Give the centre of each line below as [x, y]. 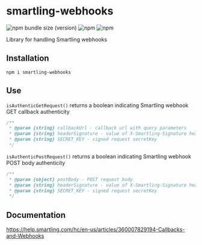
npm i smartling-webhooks [38, 72]
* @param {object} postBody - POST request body [71, 179]
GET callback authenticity [38, 111]
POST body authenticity [36, 163]
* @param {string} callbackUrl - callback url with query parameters [98, 128]
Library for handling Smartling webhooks [57, 39]
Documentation [36, 215]
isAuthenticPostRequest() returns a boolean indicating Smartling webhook [99, 156]
